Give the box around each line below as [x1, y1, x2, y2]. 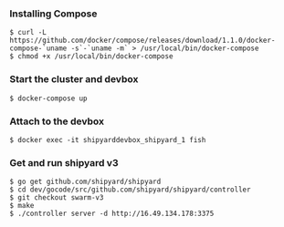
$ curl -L [9, 28, 47, 37]
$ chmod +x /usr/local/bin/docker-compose [9, 52, 174, 61]
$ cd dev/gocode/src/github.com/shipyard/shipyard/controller [9, 185, 251, 194]
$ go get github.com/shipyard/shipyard [9, 177, 162, 187]
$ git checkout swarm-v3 [9, 193, 104, 202]
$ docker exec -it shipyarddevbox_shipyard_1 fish [9, 135, 206, 144]
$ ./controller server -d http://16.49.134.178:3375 [9, 209, 215, 219]
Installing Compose [9, 7, 98, 20]
